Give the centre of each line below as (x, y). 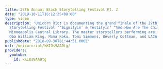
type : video (17, 18)
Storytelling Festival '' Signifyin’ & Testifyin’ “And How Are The (79, 28)
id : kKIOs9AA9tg (30, 59)
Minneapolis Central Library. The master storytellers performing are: (83, 32)
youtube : (18, 55)
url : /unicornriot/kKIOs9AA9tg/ (38, 46)
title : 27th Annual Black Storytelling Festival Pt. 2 (62, 9)
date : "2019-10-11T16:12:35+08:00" (41, 14)
